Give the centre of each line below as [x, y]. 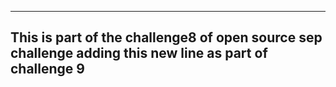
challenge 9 [47, 69]
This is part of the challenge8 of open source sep [166, 37]
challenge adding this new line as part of [139, 53]
